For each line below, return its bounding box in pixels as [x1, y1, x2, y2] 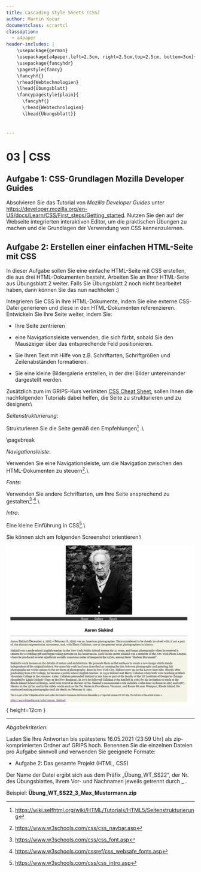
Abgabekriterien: [6, 723, 48, 731]
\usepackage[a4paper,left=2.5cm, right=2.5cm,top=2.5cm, [17, 54, 162, 60]
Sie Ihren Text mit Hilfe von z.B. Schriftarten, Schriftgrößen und [14, 352, 170, 359]
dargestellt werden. [14, 376, 63, 384]
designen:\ [6, 400, 33, 408]
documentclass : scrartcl [6, 22, 68, 28]
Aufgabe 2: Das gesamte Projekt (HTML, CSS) [14, 759, 129, 767]
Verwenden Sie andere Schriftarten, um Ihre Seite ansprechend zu [6, 490, 170, 497]
